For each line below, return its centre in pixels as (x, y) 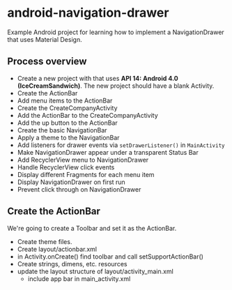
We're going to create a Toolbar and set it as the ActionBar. (92, 228)
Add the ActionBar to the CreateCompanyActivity (87, 115)
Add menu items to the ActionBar (65, 100)
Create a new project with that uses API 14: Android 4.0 (98, 78)
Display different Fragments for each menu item (86, 174)
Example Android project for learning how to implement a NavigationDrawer (116, 32)
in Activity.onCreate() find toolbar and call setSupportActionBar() (110, 257)
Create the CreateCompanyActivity (67, 108)
